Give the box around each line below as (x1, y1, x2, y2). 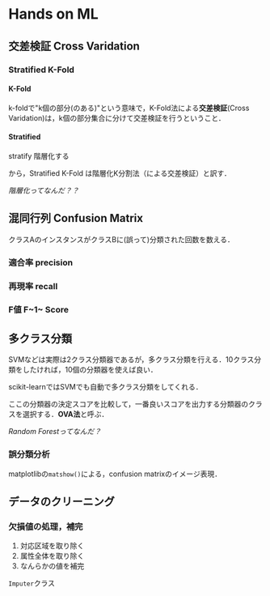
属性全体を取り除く (19, 551, 85, 561)
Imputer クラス (8, 578, 55, 588)
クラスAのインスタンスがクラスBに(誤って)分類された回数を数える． (8, 234, 234, 244)
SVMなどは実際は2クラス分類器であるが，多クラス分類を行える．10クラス (8, 355, 255, 364)
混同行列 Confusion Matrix (8, 211, 144, 225)
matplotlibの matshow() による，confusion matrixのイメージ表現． (8, 469, 222, 479)
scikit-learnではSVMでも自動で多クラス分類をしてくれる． (8, 382, 204, 392)
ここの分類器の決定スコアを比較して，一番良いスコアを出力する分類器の (8, 399, 249, 409)
